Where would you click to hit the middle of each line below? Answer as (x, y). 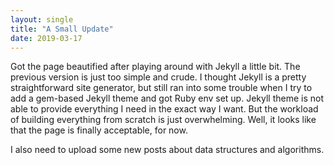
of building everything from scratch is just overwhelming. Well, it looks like (163, 120)
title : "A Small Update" (62, 29)
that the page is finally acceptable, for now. (99, 130)
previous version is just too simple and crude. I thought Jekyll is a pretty (158, 77)
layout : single (42, 19)
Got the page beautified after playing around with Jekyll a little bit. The (155, 67)
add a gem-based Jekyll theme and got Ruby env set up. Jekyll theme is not (167, 98)
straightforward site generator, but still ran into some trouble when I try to (161, 88)
